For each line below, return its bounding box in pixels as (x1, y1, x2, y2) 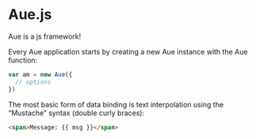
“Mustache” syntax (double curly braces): (8, 108, 145, 118)
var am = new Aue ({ (8, 70, 73, 78)
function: (8, 55, 38, 65)
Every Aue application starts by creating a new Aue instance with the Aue (8, 47, 248, 56)
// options (15, 77, 52, 86)
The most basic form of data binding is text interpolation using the (8, 100, 224, 109)
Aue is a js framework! (8, 32, 82, 41)
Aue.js (8, 6, 52, 24)
